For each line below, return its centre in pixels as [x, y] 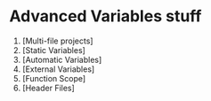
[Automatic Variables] [62, 59]
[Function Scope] [54, 78]
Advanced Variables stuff [105, 16]
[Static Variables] [54, 50]
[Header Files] [49, 88]
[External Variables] [58, 69]
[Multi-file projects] [57, 41]
